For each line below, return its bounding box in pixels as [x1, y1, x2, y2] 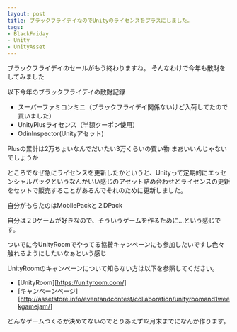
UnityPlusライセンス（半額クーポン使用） [17, 121, 139, 128]
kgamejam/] [17, 302, 53, 311]
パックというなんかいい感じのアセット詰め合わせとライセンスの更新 [31, 177, 231, 185]
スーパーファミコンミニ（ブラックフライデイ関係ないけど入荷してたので [17, 103, 229, 111]
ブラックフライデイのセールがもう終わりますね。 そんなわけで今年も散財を [7, 64, 226, 72]
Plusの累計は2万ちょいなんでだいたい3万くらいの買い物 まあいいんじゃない [7, 145, 228, 153]
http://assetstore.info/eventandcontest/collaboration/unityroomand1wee [20, 295, 230, 303]
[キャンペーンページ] [17, 287, 79, 295]
